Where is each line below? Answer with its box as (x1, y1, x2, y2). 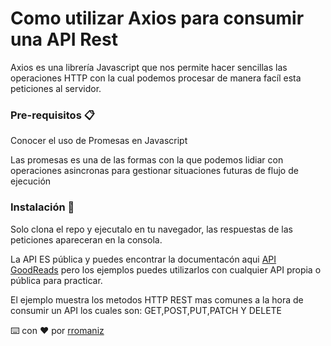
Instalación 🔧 (10, 200, 75, 214)
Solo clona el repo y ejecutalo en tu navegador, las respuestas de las (10, 223, 293, 235)
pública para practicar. (10, 274, 103, 286)
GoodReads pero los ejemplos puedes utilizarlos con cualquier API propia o (10, 263, 322, 276)
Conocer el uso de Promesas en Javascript (10, 135, 188, 147)
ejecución (10, 175, 52, 187)
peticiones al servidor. (10, 82, 102, 94)
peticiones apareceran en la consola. (10, 233, 163, 246)
